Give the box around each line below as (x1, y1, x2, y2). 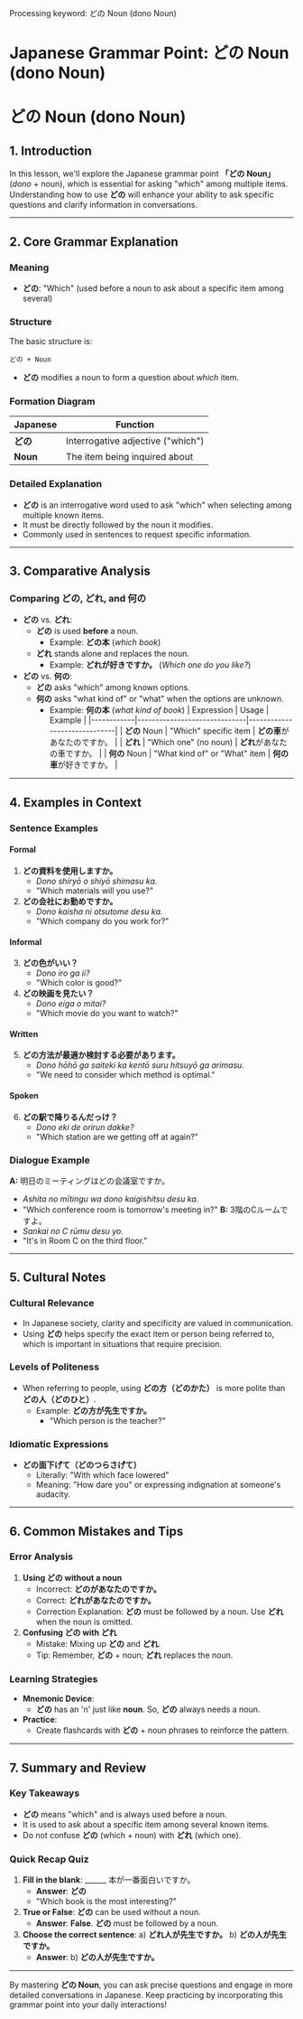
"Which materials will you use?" (35, 884, 154, 896)
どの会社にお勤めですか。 (22, 895, 118, 906)
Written (9, 1028, 39, 1039)
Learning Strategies (9, 1672, 98, 1685)
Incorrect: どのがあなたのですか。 (35, 1584, 161, 1594)
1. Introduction (9, 143, 92, 158)
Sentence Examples (9, 821, 99, 834)
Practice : (22, 1715, 58, 1725)
